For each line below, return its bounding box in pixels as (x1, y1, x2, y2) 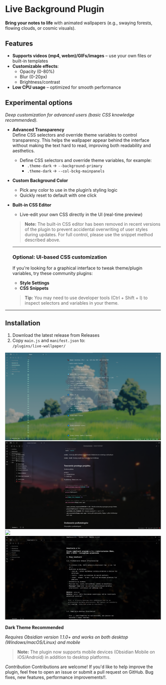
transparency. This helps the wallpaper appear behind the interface (12, 137, 150, 143)
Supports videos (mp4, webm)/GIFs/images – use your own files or (12, 53, 152, 58)
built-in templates (12, 58, 48, 64)
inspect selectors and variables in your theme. (24, 300, 119, 306)
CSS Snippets (19, 285, 49, 291)
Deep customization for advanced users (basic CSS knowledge (5, 111, 135, 117)
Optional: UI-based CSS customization (12, 254, 107, 261)
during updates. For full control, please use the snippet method (24, 231, 153, 237)
